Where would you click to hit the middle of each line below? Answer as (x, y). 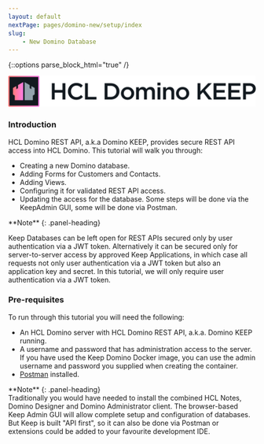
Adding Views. (43, 182)
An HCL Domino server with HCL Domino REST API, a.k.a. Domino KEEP (136, 332)
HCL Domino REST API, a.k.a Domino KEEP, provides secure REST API (122, 142)
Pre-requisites (36, 300)
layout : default (35, 17)
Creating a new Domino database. (75, 165)
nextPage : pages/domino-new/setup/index (75, 25)
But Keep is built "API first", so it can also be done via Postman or (114, 423)
